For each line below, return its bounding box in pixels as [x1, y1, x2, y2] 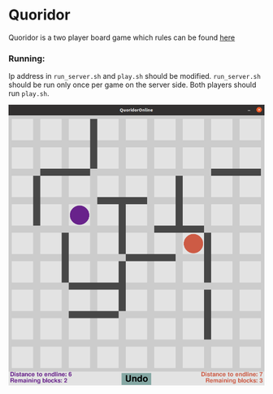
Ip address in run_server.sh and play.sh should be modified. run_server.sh [8, 71, 262, 81]
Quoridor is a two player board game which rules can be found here [8, 32, 236, 42]
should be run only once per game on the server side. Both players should [8, 80, 257, 90]
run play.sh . [8, 89, 50, 98]
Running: [8, 53, 45, 64]
